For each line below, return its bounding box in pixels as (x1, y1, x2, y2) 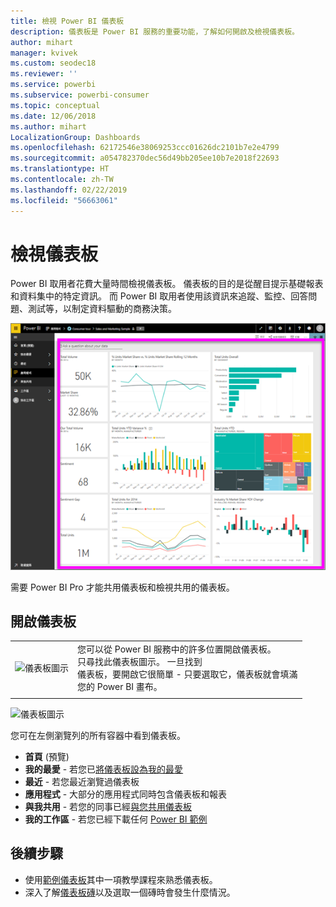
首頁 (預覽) (24, 750, 70, 762)
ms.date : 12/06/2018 (10, 111, 97, 121)
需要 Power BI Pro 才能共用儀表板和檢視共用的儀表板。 (10, 581, 235, 593)
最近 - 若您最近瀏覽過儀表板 (24, 775, 140, 787)
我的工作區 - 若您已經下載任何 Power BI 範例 (24, 813, 208, 825)
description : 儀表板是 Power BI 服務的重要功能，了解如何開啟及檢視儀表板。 (10, 26, 300, 37)
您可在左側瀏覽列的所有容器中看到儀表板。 (10, 729, 186, 741)
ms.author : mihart (10, 121, 87, 132)
